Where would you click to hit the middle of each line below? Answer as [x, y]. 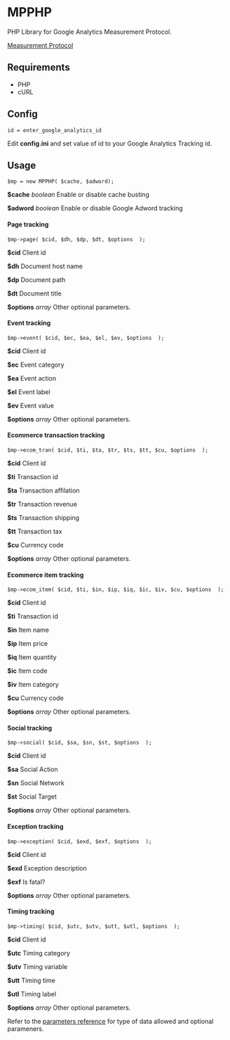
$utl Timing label [32, 994]
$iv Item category [33, 685]
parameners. [26, 1029]
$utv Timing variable [38, 966]
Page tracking [28, 224]
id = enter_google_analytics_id [54, 130]
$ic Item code [27, 671]
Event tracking [29, 323]
